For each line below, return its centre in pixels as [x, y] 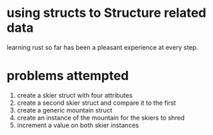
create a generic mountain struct [64, 110]
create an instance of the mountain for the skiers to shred [101, 117]
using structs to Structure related [106, 13]
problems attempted [68, 76]
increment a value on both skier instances [78, 125]
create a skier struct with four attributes [75, 95]
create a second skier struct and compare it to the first [96, 103]
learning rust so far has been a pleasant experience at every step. [103, 47]
